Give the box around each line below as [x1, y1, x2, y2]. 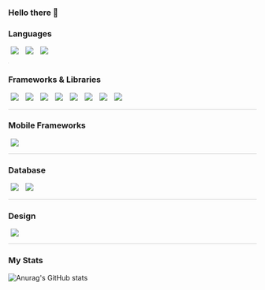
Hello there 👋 [8, 7, 59, 18]
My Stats [8, 255, 43, 266]
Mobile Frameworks [8, 120, 87, 131]
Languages [8, 28, 53, 39]
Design [8, 210, 36, 221]
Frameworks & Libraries [8, 74, 101, 85]
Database [8, 165, 46, 176]
